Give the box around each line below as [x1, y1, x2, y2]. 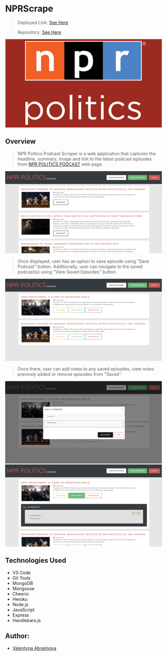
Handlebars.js [12, 617, 41, 623]
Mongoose [12, 585, 35, 592]
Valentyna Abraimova [12, 645, 57, 651]
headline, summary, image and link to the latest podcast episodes [17, 156, 152, 162]
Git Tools [12, 575, 31, 581]
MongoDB [12, 580, 33, 586]
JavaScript [12, 607, 35, 613]
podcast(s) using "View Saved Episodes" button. [17, 269, 117, 275]
